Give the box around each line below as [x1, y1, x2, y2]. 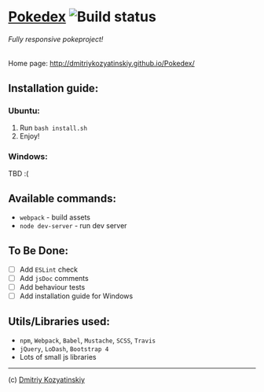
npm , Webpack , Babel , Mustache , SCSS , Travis [19, 335, 156, 346]
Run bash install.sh [19, 123, 88, 133]
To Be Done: [8, 244, 69, 257]
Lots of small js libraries [19, 353, 97, 362]
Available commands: [8, 191, 116, 205]
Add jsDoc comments [19, 274, 89, 283]
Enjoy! [19, 131, 40, 141]
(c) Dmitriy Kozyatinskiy [8, 375, 85, 385]
